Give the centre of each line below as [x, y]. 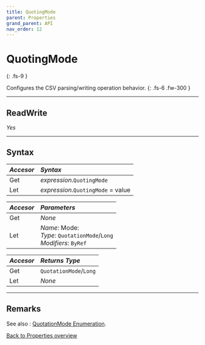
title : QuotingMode [31, 12]
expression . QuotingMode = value [86, 190]
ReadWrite [27, 113]
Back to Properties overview [42, 335]
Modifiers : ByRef [63, 243]
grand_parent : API [30, 23]
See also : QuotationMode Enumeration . [56, 324]
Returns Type [60, 260]
